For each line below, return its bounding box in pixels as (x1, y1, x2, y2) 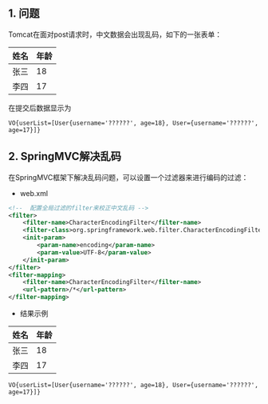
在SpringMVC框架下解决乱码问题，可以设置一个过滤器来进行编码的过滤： (8, 172, 249, 182)
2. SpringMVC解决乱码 (8, 150, 122, 163)
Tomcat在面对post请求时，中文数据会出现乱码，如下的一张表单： (8, 30, 223, 39)
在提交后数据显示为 (8, 102, 72, 113)
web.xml (19, 188, 49, 198)
